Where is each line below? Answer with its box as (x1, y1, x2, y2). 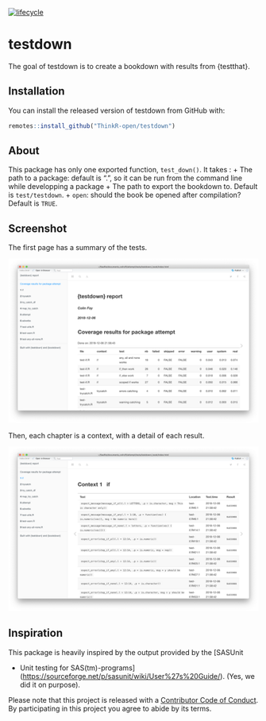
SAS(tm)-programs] (70, 663, 136, 673)
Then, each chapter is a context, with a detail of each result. (8, 431, 205, 440)
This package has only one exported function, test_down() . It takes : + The (8, 165, 253, 175)
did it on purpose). (19, 680, 81, 689)
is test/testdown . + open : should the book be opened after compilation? (8, 191, 241, 200)
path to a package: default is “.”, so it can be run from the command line (8, 173, 243, 183)
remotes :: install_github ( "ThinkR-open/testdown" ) (8, 121, 176, 130)
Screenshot (8, 222, 67, 235)
